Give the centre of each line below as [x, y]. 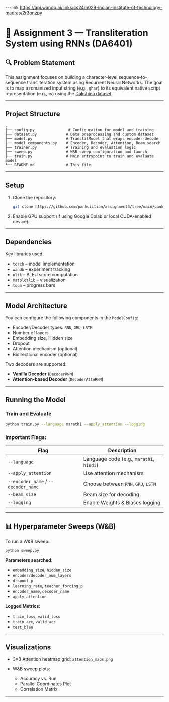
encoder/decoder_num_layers [42, 575]
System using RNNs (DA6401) [69, 43]
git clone [23, 206]
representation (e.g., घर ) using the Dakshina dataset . [59, 93]
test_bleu [23, 627]
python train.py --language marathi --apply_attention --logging [75, 424]
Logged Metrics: [23, 606]
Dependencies [28, 242]
